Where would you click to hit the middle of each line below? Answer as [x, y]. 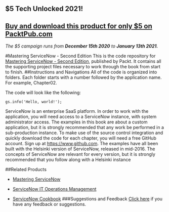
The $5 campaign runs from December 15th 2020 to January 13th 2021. [82, 46]
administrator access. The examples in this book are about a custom [76, 122]
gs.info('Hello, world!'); [34, 102]
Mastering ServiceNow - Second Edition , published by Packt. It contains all [83, 61]
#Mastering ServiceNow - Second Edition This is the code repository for [80, 56]
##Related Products [26, 169]
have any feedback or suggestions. [49, 204]
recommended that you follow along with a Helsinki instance [68, 160]
